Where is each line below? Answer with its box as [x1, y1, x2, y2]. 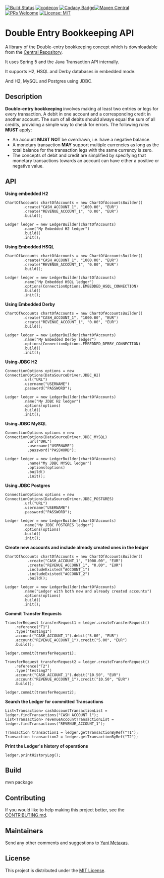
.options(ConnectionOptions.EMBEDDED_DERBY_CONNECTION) [23, 341, 141, 346]
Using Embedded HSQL [5, 244, 55, 250]
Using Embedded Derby [5, 301, 55, 307]
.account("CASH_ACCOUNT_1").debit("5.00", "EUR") [14, 633, 119, 638]
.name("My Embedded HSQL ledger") [23, 279, 94, 285]
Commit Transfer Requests [5, 610, 62, 616]
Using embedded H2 [5, 191, 49, 196]
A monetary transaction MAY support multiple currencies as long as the [12, 142, 160, 148]
